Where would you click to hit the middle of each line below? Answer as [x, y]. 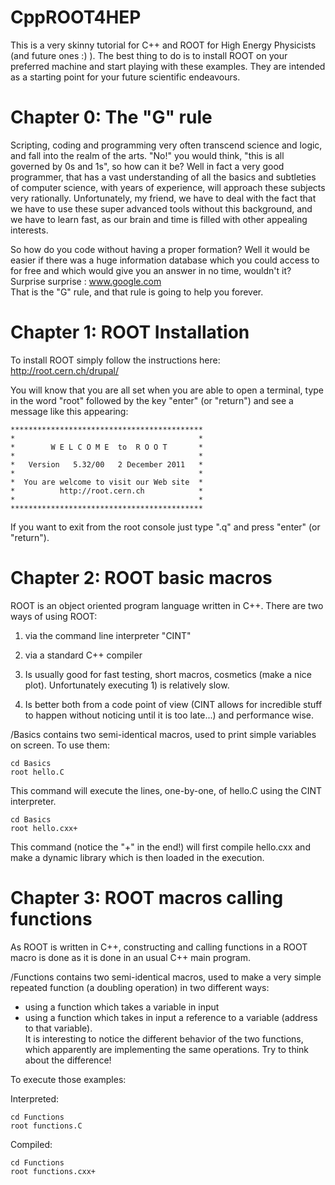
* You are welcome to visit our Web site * [106, 482]
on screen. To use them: [60, 745]
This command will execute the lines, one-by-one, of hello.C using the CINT [166, 790]
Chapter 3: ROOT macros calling [147, 897]
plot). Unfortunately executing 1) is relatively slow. [127, 685]
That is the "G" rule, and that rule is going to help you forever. [137, 292]
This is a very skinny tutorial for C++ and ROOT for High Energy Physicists [163, 45]
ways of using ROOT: [54, 616]
